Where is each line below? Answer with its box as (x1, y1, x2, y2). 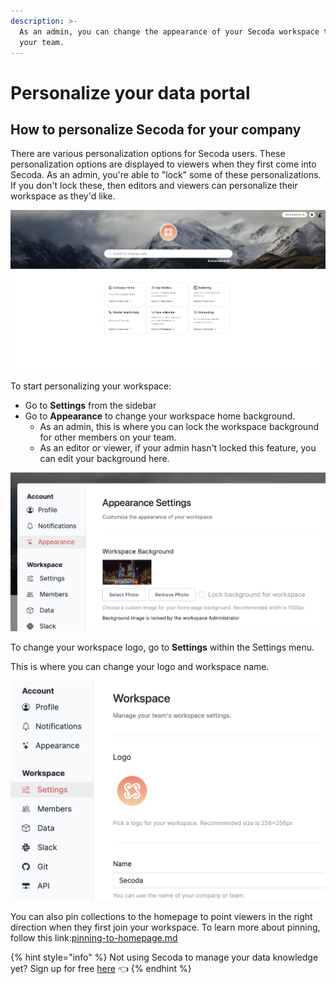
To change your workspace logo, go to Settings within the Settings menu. (10, 641, 315, 654)
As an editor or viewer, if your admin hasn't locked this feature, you (39, 441, 317, 454)
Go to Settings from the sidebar (24, 399, 157, 411)
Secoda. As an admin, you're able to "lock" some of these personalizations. (10, 169, 322, 181)
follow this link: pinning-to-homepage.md (10, 932, 178, 944)
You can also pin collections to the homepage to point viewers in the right (10, 911, 313, 923)
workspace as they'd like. (10, 190, 116, 202)
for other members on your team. (39, 431, 177, 443)
